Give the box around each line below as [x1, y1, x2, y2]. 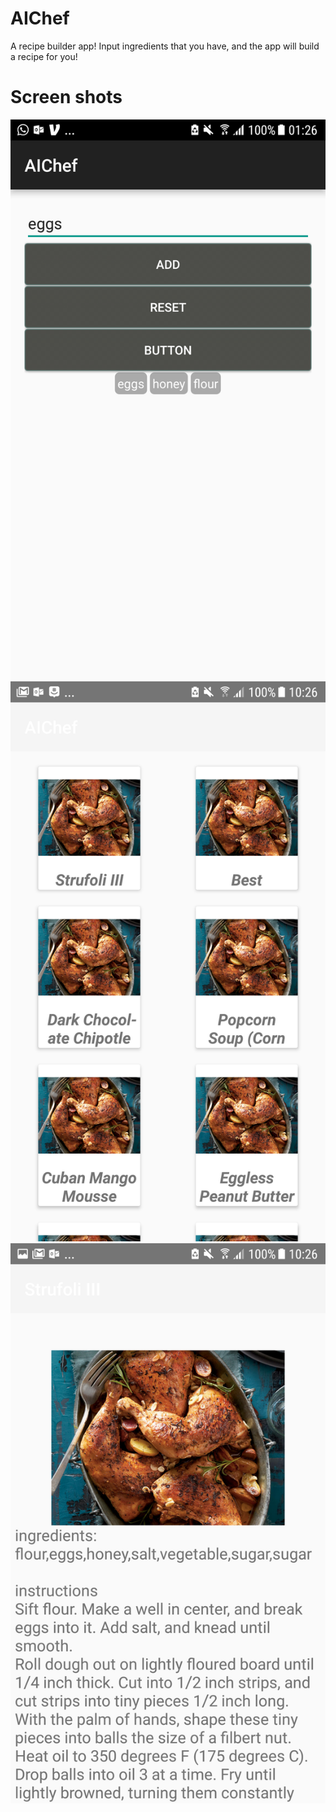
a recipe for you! [10, 50, 78, 62]
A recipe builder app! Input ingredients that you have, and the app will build [10, 40, 320, 52]
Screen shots [10, 86, 123, 109]
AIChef [10, 7, 70, 30]
